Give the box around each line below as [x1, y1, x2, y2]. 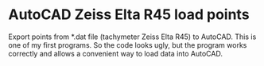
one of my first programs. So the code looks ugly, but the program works [8, 40, 247, 49]
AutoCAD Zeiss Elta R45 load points [8, 6, 250, 24]
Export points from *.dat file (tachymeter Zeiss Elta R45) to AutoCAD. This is [8, 32, 257, 41]
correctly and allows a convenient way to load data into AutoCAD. [8, 49, 223, 58]
